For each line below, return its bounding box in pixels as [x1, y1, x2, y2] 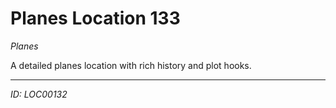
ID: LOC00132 [10, 88, 68, 100]
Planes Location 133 [10, 7, 181, 30]
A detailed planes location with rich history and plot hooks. [10, 59, 252, 71]
